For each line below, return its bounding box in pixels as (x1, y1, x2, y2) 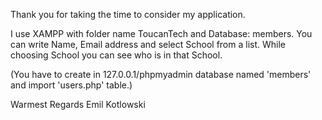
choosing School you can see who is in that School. (10, 49, 223, 61)
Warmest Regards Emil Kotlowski (10, 99, 146, 110)
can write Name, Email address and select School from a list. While (10, 39, 286, 50)
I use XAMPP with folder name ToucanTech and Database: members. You (10, 28, 313, 39)
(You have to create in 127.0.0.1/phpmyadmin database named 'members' (10, 69, 312, 80)
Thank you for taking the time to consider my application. (10, 9, 246, 20)
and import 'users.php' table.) (10, 79, 133, 91)
